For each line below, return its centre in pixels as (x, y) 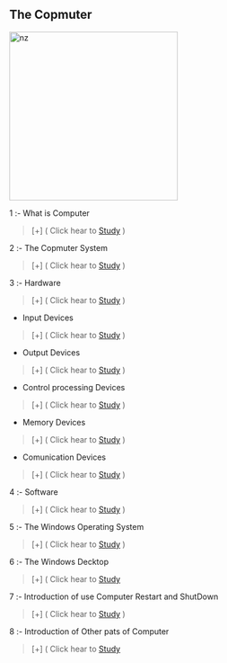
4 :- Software (34, 492)
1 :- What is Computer (49, 213)
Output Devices (51, 352)
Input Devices (48, 318)
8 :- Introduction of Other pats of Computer (89, 631)
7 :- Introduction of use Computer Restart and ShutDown (114, 596)
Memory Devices (54, 422)
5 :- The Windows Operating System (77, 526)
